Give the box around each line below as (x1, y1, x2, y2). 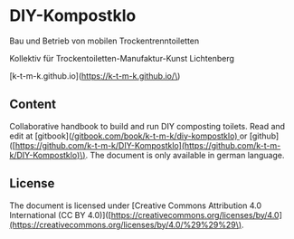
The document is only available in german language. (90, 149, 285, 160)
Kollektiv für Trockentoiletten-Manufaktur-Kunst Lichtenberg (9, 53, 235, 63)
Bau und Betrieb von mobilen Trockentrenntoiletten (9, 35, 200, 46)
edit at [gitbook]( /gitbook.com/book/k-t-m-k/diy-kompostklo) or (9, 130, 248, 141)
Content (9, 97, 57, 112)
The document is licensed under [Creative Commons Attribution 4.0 (9, 200, 262, 211)
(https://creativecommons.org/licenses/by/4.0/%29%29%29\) (9, 219, 242, 230)
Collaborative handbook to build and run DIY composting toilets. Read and (9, 120, 286, 131)
